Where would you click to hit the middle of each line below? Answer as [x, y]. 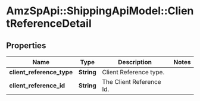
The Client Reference [132, 82]
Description [135, 62]
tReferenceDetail [49, 23]
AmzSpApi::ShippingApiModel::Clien [100, 11]
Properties [26, 45]
